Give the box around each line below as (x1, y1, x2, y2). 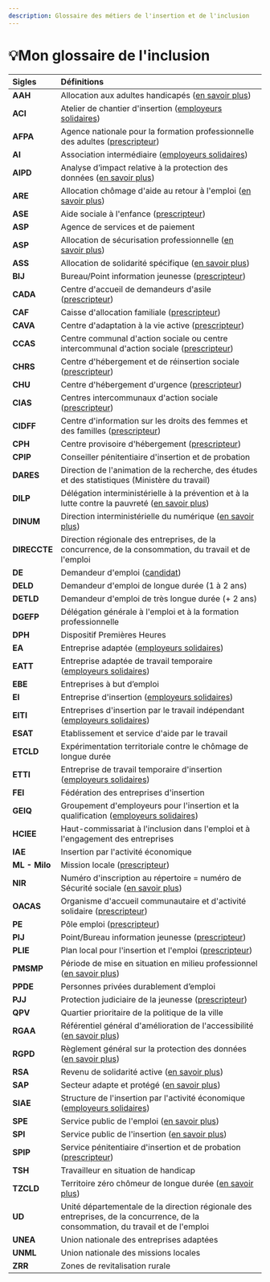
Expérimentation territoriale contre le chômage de (60, 740, 249, 752)
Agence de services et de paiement (60, 221, 195, 232)
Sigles (12, 76, 37, 87)
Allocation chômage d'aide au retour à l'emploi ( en (60, 185, 252, 196)
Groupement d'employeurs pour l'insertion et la (60, 800, 239, 811)
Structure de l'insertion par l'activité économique (60, 1092, 245, 1104)
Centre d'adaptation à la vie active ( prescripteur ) (60, 319, 245, 330)
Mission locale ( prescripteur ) (60, 859, 170, 870)
